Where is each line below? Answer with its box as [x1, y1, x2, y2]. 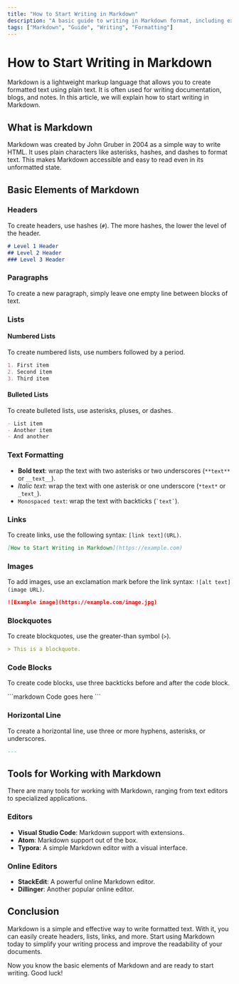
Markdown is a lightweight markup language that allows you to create [7, 78, 211, 86]
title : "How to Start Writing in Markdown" [7, 10, 139, 18]
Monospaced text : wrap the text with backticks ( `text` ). [17, 496, 180, 505]
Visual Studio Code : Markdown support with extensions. [17, 828, 185, 836]
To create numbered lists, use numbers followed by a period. [7, 347, 186, 357]
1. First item [7, 362, 50, 369]
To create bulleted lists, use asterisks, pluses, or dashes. [7, 406, 174, 414]
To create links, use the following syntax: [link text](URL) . [7, 531, 181, 539]
